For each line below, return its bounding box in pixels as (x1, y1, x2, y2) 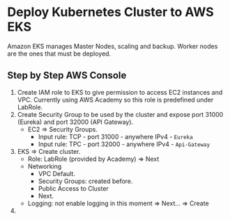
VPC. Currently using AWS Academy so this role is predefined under (17, 95, 214, 104)
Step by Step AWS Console (7, 70, 127, 81)
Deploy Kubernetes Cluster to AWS (7, 4, 214, 20)
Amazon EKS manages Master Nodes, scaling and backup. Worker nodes (7, 42, 218, 50)
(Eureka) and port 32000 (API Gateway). (17, 118, 134, 126)
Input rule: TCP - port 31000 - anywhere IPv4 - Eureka (38, 132, 193, 141)
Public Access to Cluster (38, 184, 109, 192)
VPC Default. (38, 169, 75, 178)
